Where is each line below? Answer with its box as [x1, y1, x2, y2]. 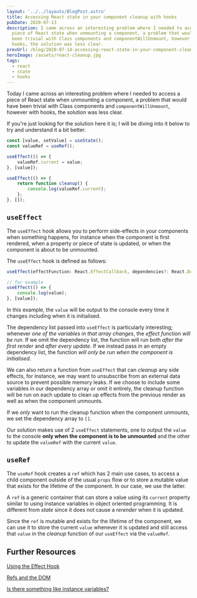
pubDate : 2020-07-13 [6, 19, 57, 25]
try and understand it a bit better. [6, 127, 87, 134]
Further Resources [6, 547, 76, 557]
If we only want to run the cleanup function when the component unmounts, [6, 409, 190, 416]
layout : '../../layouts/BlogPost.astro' [6, 8, 107, 15]
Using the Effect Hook [6, 562, 60, 569]
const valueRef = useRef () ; [6, 143, 75, 149]
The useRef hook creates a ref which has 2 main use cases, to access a [6, 470, 180, 477]
